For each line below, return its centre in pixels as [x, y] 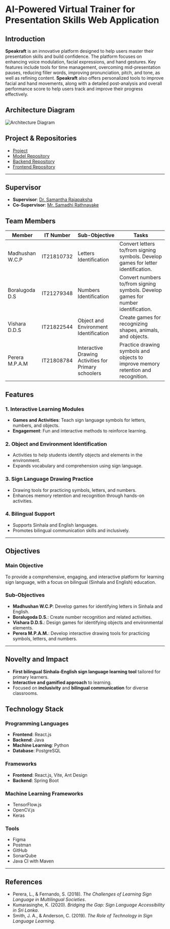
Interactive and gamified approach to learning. [62, 682]
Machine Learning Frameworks [44, 793]
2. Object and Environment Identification [56, 444]
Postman [22, 845]
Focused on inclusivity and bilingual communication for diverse [80, 688]
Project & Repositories [41, 138]
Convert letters [137, 244]
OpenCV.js [24, 810]
